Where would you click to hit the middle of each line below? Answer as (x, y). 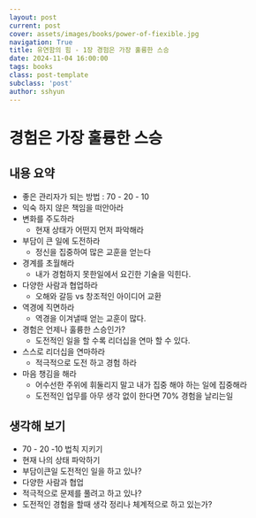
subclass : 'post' (41, 83)
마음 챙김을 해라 (49, 374)
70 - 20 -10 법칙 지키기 (62, 449)
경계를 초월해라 (48, 263)
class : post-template (49, 75)
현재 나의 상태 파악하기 (61, 460)
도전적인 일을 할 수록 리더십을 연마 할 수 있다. (113, 340)
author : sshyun (37, 91)
